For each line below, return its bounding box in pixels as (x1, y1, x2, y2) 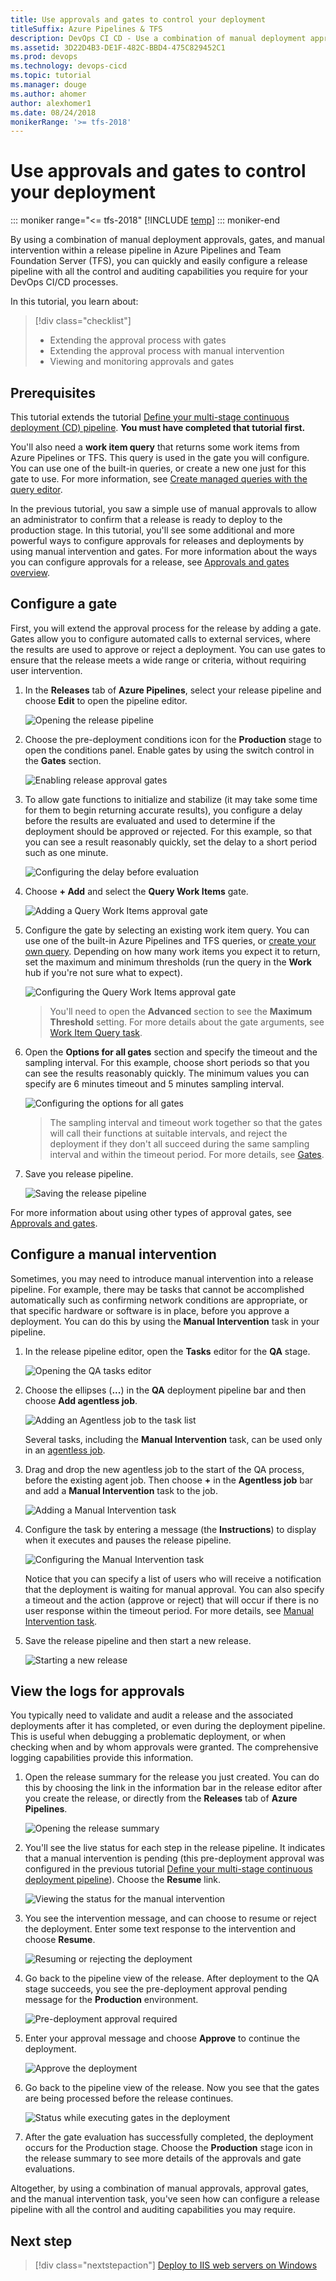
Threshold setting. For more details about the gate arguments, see (49, 1016, 325, 1028)
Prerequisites (10, 384, 96, 401)
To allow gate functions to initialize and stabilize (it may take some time (24, 793, 318, 805)
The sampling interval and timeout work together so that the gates (49, 1116, 323, 1128)
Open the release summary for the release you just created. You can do (24, 1771, 320, 1783)
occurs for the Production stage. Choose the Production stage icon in (24, 2142, 313, 2154)
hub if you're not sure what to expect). (24, 966, 183, 978)
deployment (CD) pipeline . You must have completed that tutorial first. (10, 422, 306, 433)
